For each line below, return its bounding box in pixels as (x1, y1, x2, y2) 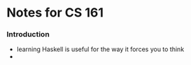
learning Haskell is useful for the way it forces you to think (16, 45, 185, 53)
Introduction (6, 30, 50, 39)
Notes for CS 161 (6, 5, 104, 21)
